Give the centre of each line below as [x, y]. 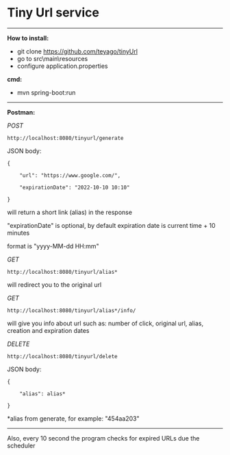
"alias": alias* [43, 394]
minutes [18, 233]
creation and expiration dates [49, 330]
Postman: [21, 112]
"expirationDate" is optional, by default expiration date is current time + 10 [111, 225]
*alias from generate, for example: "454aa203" [73, 418]
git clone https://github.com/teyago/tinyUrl [77, 51]
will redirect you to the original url [54, 284]
